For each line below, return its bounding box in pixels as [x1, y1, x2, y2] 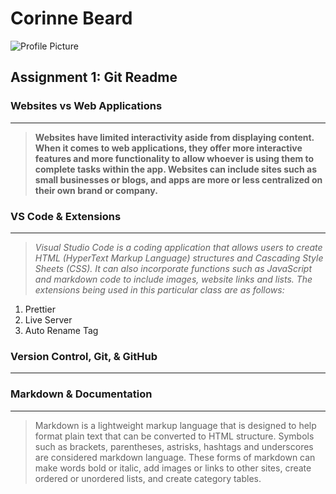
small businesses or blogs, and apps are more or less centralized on [34, 173, 323, 186]
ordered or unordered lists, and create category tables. [34, 472, 262, 484]
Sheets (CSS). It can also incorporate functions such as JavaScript [34, 262, 313, 274]
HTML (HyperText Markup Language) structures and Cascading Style [34, 252, 324, 264]
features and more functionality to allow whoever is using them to [34, 152, 315, 164]
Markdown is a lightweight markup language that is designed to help [34, 419, 317, 431]
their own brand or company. [34, 184, 158, 196]
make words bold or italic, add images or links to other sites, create [34, 462, 312, 474]
